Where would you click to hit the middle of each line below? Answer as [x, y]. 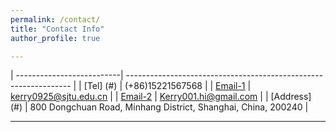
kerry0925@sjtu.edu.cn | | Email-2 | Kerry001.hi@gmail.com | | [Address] [161, 97]
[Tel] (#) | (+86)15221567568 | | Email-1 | [167, 86]
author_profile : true [55, 38]
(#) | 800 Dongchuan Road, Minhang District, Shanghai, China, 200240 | [159, 107]
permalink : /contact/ [55, 19]
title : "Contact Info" [57, 29]
